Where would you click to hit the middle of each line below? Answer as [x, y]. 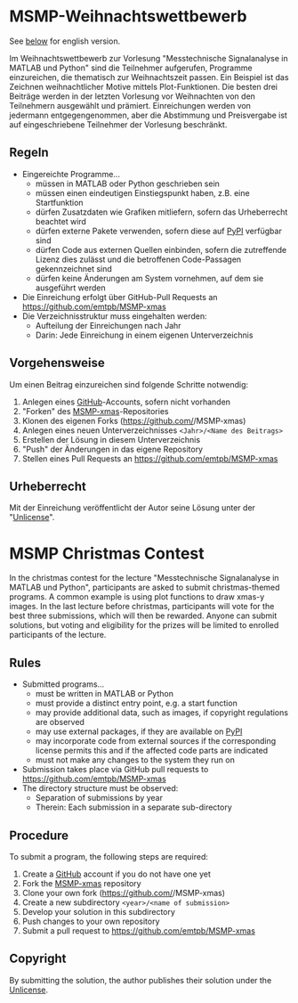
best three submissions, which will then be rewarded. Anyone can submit [143, 616]
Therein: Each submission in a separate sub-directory [134, 807]
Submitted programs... [63, 684]
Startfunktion [59, 202]
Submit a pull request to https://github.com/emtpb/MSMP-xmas [139, 930]
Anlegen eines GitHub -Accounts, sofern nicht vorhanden [126, 402]
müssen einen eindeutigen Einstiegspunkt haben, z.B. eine [143, 192]
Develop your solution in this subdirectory [99, 911]
